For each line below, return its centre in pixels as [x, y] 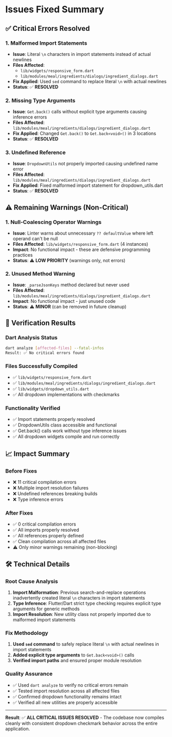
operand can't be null [35, 239]
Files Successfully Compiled [41, 366]
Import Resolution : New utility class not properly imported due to [82, 614]
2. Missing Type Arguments [40, 100]
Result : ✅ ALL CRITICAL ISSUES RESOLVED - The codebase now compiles [85, 717]
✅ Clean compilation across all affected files [59, 541]
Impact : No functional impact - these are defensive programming [81, 249]
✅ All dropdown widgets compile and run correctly [66, 437]
